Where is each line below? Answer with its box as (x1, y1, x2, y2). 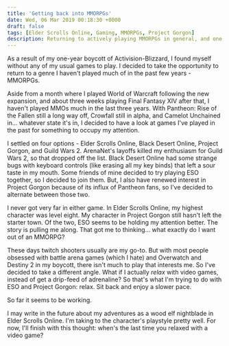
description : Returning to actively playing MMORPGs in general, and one (7, 36, 223, 43)
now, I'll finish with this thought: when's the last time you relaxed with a (7, 324, 208, 332)
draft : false (7, 23, 45, 30)
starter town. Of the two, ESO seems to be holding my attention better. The (7, 218, 218, 227)
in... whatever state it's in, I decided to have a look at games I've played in (7, 119, 216, 127)
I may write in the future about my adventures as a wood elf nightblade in (7, 310, 214, 318)
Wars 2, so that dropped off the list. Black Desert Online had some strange (7, 154, 217, 162)
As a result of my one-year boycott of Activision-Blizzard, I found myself (7, 54, 212, 62)
